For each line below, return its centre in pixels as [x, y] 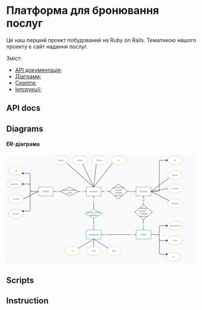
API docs [24, 108]
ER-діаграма [23, 144]
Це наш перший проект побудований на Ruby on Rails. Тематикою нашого [101, 40]
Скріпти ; [26, 83]
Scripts [20, 280]
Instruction [27, 301]
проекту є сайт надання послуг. [47, 47]
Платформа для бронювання [83, 11]
